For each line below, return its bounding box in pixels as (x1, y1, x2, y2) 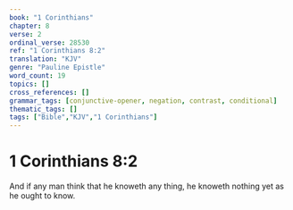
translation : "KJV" (9, 55, 82, 63)
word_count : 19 (9, 71, 66, 80)
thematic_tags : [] (9, 105, 78, 113)
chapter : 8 (9, 21, 50, 30)
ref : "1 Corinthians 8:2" (9, 46, 105, 55)
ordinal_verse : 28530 (9, 38, 90, 47)
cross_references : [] (9, 88, 90, 97)
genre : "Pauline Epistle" (9, 63, 105, 72)
